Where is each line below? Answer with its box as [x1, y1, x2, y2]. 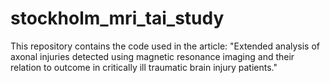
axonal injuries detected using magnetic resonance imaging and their [10, 50, 295, 62]
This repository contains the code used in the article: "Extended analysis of [10, 40, 321, 52]
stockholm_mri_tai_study [10, 7, 225, 30]
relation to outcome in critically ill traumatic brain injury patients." [10, 61, 278, 73]
